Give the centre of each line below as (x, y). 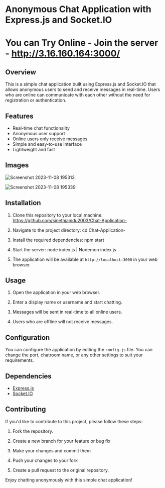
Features (19, 116)
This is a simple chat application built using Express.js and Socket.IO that (81, 84)
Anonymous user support (39, 133)
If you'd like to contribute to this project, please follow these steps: (74, 421)
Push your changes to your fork (45, 460)
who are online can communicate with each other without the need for (78, 95)
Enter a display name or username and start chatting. (67, 302)
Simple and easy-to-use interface (47, 144)
